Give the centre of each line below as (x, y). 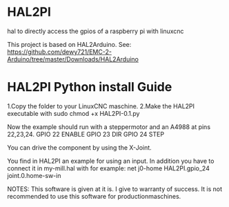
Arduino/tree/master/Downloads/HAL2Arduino (73, 59)
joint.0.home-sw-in (34, 175)
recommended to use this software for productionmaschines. (94, 196)
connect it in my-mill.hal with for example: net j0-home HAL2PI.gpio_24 (109, 168)
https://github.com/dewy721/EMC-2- (60, 52)
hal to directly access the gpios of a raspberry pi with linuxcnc (96, 31)
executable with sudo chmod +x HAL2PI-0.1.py (73, 113)
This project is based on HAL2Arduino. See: (69, 44)
